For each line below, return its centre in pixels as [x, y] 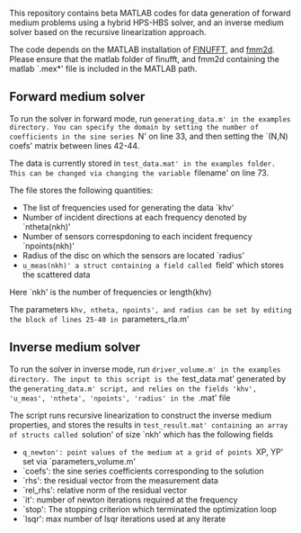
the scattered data [56, 275]
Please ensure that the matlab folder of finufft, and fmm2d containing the [145, 59]
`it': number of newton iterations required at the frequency [130, 500]
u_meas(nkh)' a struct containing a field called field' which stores [153, 265]
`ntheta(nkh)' [46, 226]
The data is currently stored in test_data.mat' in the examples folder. [142, 163]
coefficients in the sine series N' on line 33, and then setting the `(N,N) [149, 136]
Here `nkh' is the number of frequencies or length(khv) [111, 292]
